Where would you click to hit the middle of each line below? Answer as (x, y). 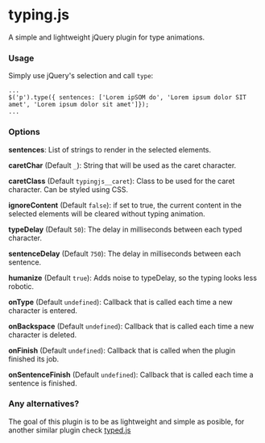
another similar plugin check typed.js (70, 430)
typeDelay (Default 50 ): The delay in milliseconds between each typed (125, 229)
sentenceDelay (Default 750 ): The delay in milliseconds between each (125, 253)
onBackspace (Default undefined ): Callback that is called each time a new (131, 326)
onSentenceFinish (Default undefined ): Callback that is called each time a (131, 374)
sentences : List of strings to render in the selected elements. (110, 149)
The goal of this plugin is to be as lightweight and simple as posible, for (126, 421)
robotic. (21, 286)
